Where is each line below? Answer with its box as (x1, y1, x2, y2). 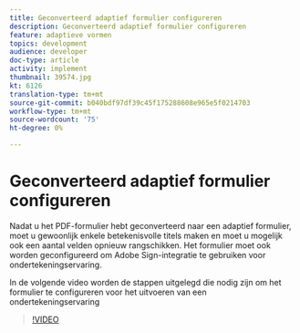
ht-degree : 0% (9, 124, 64, 133)
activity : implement (9, 65, 88, 74)
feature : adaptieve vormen (9, 30, 112, 39)
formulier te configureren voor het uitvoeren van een (9, 286, 207, 297)
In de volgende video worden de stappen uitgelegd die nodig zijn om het (9, 276, 282, 287)
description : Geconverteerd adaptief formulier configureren (9, 22, 247, 31)
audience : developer (9, 47, 88, 57)
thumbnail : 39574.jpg (9, 73, 92, 82)
